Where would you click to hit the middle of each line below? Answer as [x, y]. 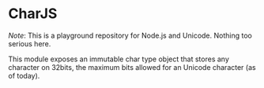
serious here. [30, 43]
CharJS [33, 14]
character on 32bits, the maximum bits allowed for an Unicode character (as [132, 67]
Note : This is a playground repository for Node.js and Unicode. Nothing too [130, 35]
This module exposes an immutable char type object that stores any [119, 59]
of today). [24, 75]
